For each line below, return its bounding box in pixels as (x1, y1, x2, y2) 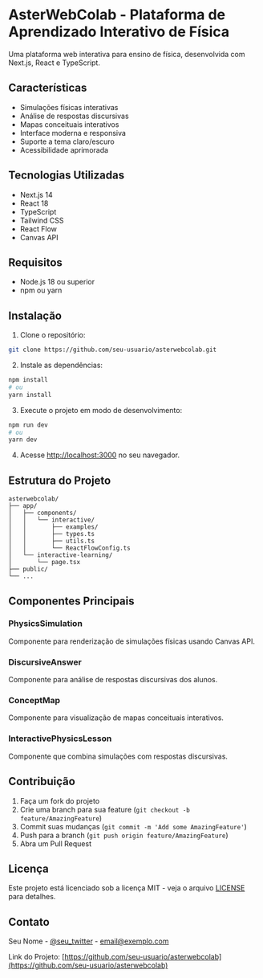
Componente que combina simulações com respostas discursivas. (8, 751, 229, 761)
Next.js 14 (19, 190, 54, 199)
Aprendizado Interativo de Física (8, 23, 230, 41)
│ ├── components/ (8, 509, 78, 518)
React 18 (19, 198, 49, 208)
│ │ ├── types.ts (8, 530, 95, 538)
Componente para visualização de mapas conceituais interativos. (8, 713, 225, 722)
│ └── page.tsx (8, 559, 81, 567)
